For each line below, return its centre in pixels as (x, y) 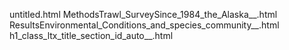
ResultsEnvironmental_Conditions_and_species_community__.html (144, 25)
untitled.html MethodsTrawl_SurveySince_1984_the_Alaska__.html (143, 14)
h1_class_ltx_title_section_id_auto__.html (91, 35)
